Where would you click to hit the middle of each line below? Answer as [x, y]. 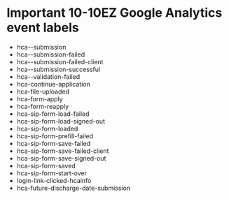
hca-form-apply [40, 98]
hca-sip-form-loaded [47, 128]
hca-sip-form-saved [46, 165]
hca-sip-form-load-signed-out [61, 121]
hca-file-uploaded [43, 91]
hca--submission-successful [58, 69]
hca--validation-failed [48, 76]
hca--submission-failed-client [60, 61]
